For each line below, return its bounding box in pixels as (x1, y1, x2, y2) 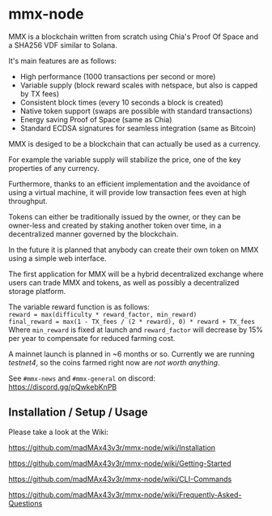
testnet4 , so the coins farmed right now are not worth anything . (8, 357, 220, 367)
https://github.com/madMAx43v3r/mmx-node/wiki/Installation (8, 442, 216, 452)
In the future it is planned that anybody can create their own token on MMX (8, 245, 259, 254)
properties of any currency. (8, 163, 100, 173)
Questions (8, 498, 43, 508)
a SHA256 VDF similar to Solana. (8, 40, 117, 49)
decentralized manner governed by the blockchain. (8, 228, 179, 239)
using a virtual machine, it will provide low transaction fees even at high (8, 187, 247, 197)
